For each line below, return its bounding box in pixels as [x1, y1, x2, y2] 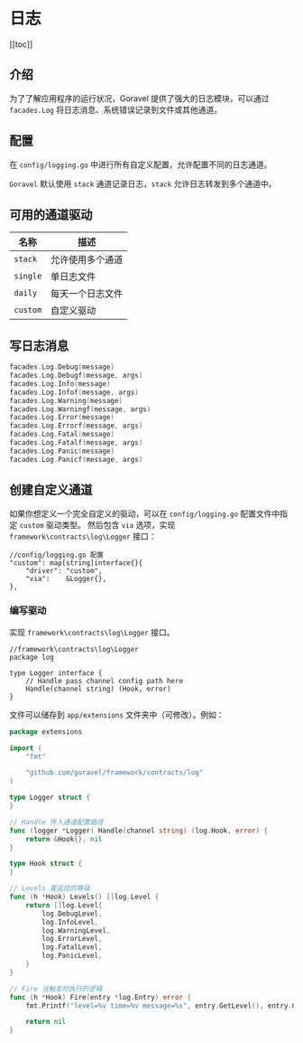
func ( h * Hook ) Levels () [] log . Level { [9, 892, 160, 902]
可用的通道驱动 [9, 207, 93, 222]
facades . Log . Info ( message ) [9, 379, 111, 389]
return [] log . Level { [25, 900, 103, 909]
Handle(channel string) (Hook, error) [25, 684, 171, 693]
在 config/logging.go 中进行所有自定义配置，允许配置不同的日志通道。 [9, 159, 272, 170]
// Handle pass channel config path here [25, 676, 183, 685]
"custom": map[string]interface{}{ [9, 558, 143, 568]
